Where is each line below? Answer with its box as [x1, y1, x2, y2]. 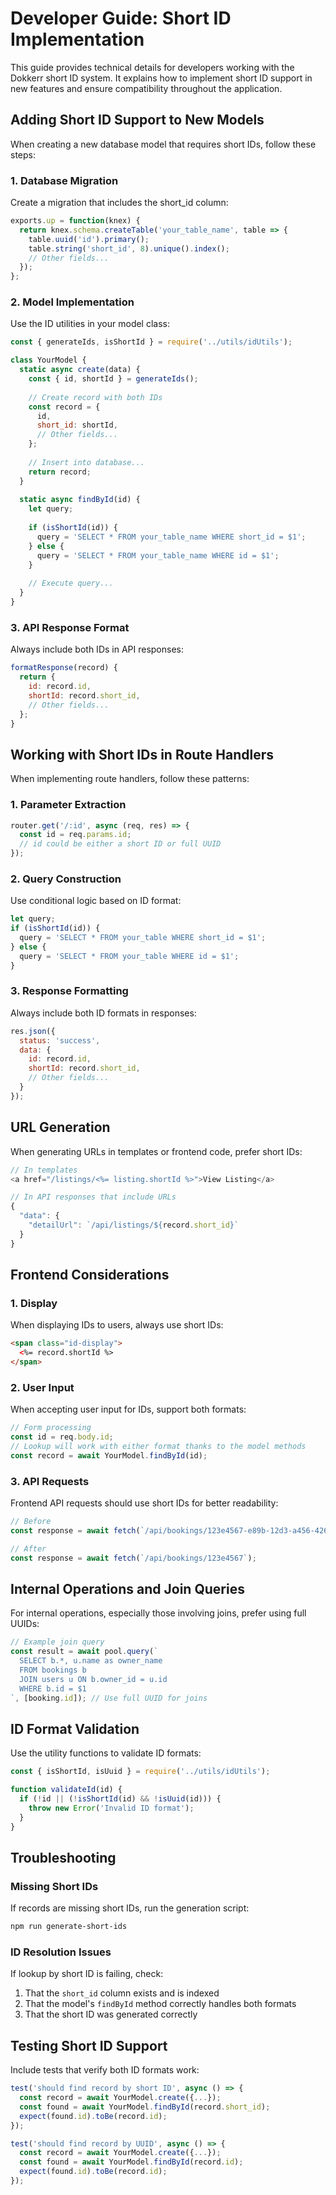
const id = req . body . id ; [10, 1432, 114, 1442]
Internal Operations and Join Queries [10, 1580, 245, 1597]
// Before [10, 1517, 52, 1527]
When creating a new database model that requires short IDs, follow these [10, 138, 317, 150]
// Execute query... [28, 578, 114, 589]
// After [10, 1543, 47, 1554]
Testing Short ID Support [10, 2037, 168, 2054]
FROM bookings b [19, 1665, 87, 1675]
